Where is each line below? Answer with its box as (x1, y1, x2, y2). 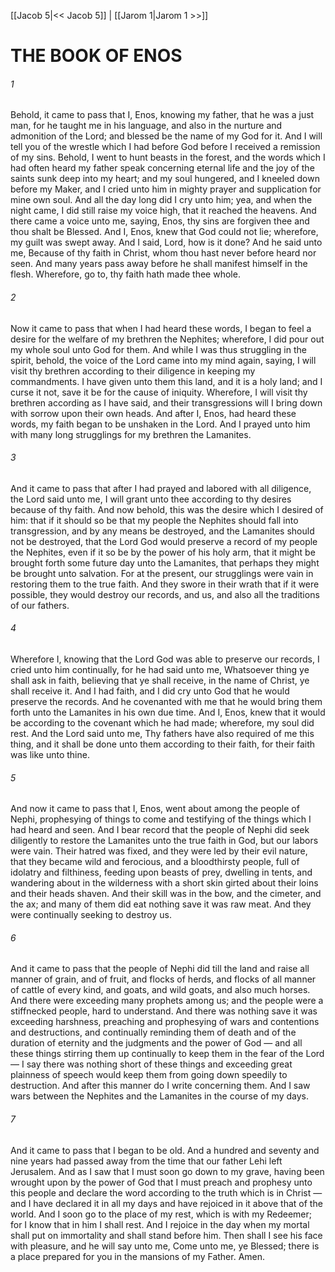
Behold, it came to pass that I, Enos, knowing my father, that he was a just (10, 109, 315, 121)
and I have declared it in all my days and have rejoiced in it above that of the (10, 1197, 323, 1209)
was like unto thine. (10, 749, 90, 760)
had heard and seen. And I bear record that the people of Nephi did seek (10, 824, 310, 836)
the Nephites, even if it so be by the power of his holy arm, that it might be (10, 546, 316, 558)
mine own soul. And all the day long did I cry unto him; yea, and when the (10, 194, 313, 206)
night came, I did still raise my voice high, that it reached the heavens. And (10, 205, 317, 217)
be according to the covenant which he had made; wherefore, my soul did (10, 717, 315, 729)
